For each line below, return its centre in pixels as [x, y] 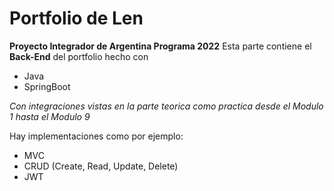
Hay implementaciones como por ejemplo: [96, 136]
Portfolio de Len [76, 18]
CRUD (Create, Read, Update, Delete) [101, 166]
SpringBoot [47, 86]
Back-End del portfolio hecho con [79, 56]
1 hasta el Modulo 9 [50, 116]
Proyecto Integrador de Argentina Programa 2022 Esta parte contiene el [160, 46]
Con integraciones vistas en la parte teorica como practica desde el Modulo [166, 106]
